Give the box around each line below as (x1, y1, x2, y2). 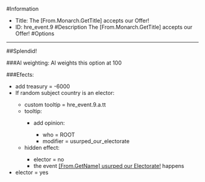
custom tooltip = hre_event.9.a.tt (24, 101, 106, 108)
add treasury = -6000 (15, 83, 70, 90)
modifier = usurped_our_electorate (42, 138, 130, 145)
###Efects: (6, 71, 34, 78)
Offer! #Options (15, 30, 55, 37)
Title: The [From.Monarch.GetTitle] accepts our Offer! (15, 17, 149, 24)
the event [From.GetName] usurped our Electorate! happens (33, 163, 184, 169)
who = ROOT (42, 131, 75, 138)
